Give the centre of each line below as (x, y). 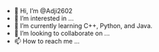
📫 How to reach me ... (47, 41)
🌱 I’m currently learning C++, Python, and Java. (83, 26)
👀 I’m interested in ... (44, 18)
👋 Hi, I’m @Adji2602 (43, 11)
